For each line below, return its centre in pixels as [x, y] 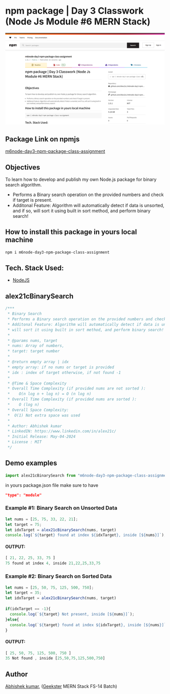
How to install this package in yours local [71, 232]
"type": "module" [24, 495]
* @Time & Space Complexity [37, 383]
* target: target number [33, 351]
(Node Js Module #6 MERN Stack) [78, 22]
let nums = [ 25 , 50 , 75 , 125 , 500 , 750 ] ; [50, 588]
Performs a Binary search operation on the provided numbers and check [88, 195]
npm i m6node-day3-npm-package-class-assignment [57, 252]
